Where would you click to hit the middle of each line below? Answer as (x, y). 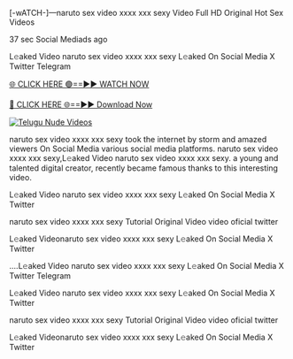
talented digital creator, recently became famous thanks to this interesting (144, 168)
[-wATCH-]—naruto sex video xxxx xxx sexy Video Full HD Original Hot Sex (146, 13)
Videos (22, 22)
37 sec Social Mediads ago (58, 39)
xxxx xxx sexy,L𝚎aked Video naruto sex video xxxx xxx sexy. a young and (144, 158)
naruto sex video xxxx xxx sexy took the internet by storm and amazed (138, 139)
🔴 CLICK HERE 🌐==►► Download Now (81, 104)
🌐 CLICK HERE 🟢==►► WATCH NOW (79, 84)
